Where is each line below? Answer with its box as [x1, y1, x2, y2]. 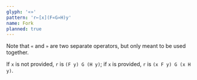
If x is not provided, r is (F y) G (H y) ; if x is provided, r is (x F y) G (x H [6, 61, 191, 68]
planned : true [6, 25, 42, 32]
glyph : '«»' [6, 8, 36, 15]
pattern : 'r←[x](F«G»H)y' [6, 15, 71, 21]
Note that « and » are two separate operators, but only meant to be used [6, 42, 186, 50]
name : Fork [6, 20, 34, 26]
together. [6, 49, 29, 56]
